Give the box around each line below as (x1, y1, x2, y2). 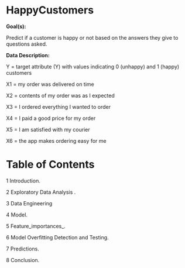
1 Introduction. (6, 177, 41, 184)
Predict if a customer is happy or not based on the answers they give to (6, 34, 179, 41)
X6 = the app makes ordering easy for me (6, 137, 107, 144)
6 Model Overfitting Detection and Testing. (6, 233, 109, 240)
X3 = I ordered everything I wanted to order (6, 103, 111, 110)
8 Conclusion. (6, 256, 40, 263)
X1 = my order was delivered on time (6, 80, 95, 88)
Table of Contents (6, 158, 95, 171)
